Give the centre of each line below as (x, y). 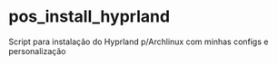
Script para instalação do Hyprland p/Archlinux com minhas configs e (139, 42)
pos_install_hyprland (89, 17)
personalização (37, 51)
